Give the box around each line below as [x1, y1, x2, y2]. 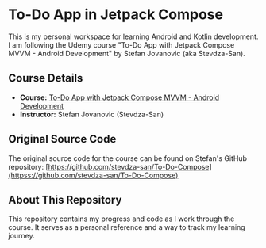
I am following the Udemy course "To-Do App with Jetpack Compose [8, 40, 235, 49]
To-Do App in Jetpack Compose [8, 6, 224, 24]
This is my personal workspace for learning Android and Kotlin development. [8, 32, 259, 41]
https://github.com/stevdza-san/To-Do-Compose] [48, 162, 212, 171]
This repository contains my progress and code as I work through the [8, 214, 235, 223]
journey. [8, 231, 35, 241]
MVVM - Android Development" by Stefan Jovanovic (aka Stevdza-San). [8, 48, 246, 58]
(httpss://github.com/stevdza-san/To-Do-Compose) [8, 170, 179, 180]
